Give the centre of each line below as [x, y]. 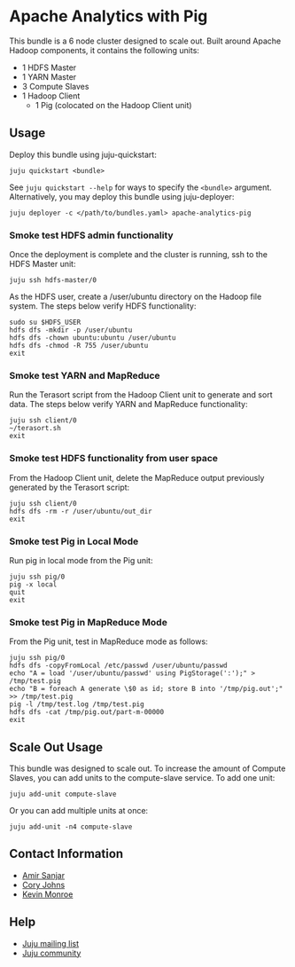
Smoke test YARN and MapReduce [85, 375]
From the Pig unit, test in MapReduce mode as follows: [109, 641]
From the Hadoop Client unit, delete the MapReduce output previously [137, 477]
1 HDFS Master [49, 67]
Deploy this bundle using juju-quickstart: [83, 154]
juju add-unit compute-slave [63, 794]
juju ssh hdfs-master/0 [53, 280]
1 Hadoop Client [51, 96]
